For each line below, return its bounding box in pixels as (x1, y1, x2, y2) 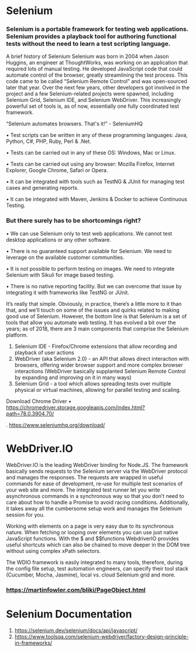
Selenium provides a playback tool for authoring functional (6, 32, 177, 40)
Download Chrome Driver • (6, 397, 72, 405)
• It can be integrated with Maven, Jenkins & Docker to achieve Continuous (6, 196, 187, 203)
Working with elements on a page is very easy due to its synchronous (6, 523, 174, 530)
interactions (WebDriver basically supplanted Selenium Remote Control (14, 367, 186, 374)
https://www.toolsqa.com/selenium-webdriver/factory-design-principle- (14, 633, 189, 640)
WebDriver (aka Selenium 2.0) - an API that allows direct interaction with (14, 355, 189, 362)
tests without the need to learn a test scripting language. (6, 40, 171, 48)
